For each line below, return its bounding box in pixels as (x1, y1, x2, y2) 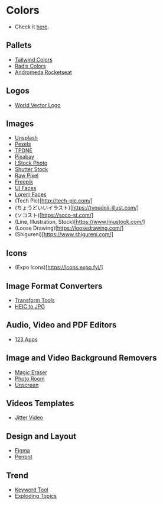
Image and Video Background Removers (6, 353, 157, 363)
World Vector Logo (14, 101, 61, 108)
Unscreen (14, 381, 39, 388)
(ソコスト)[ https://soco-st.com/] (14, 211, 94, 219)
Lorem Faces (14, 191, 47, 198)
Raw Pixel (14, 172, 39, 179)
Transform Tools (14, 297, 55, 304)
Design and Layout (6, 431, 77, 441)
